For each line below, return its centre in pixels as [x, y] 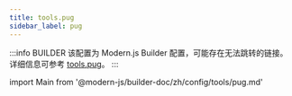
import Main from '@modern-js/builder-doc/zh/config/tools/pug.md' [136, 82]
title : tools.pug [42, 17]
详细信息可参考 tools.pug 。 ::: [64, 64]
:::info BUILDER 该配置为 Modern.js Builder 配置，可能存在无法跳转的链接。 [149, 52]
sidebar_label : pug [46, 26]
